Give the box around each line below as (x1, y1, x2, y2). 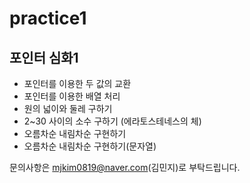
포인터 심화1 (9, 49, 79, 66)
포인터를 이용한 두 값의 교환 (23, 78, 132, 89)
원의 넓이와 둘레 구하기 (23, 103, 113, 114)
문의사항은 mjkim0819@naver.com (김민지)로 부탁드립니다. (9, 162, 241, 173)
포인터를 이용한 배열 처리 (23, 90, 121, 102)
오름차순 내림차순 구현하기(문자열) (23, 140, 157, 152)
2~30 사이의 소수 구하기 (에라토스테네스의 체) (23, 115, 202, 127)
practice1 (9, 7, 87, 30)
